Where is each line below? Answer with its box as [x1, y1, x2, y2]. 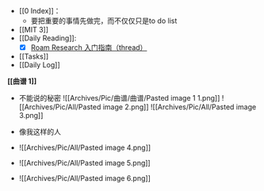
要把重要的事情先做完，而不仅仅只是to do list [30, 16, 178, 25]
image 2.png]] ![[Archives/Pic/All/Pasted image [102, 102, 257, 112]
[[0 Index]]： [18, 6, 61, 15]
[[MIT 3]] [18, 25, 49, 34]
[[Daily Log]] [18, 60, 60, 70]
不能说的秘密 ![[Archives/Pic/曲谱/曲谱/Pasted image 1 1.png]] [18, 94, 220, 103]
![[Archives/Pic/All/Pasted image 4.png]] [18, 143, 151, 152]
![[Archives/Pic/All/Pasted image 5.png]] [18, 159, 151, 168]
